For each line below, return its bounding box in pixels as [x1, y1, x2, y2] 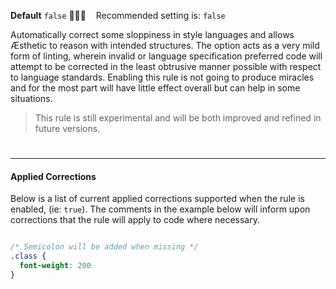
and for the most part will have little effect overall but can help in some [10, 82, 301, 94]
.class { [10, 251, 47, 262]
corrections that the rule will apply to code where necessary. [10, 214, 260, 226]
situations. [10, 93, 53, 104]
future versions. [34, 123, 101, 134]
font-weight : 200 [19, 261, 92, 271]
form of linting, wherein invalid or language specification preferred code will [10, 50, 323, 62]
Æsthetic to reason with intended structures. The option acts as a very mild [10, 40, 320, 51]
